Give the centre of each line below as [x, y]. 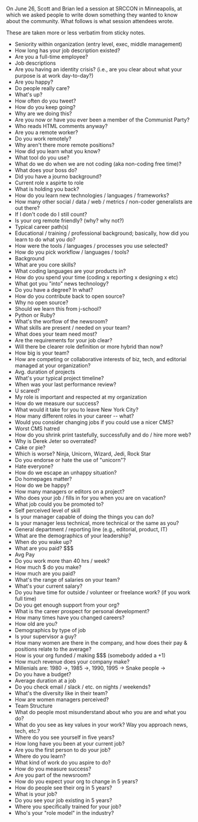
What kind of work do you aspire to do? [63, 762]
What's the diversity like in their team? [61, 693]
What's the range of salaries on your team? [67, 580]
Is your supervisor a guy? [46, 636]
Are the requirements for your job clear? [63, 340]
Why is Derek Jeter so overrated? [55, 441]
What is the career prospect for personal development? [82, 611]
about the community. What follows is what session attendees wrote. [90, 21]
